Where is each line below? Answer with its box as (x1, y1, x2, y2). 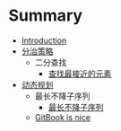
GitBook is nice (34, 111, 91, 122)
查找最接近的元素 (48, 68, 112, 79)
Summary (8, 5, 82, 26)
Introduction (21, 35, 67, 46)
